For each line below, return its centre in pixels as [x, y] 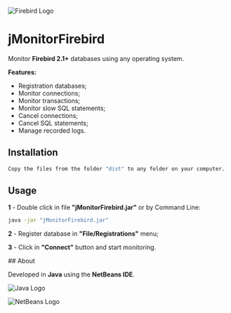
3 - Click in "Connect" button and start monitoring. [82, 247]
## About [22, 261]
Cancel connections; [48, 115]
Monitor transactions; [49, 100]
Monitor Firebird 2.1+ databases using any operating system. [96, 58]
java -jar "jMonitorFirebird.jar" [59, 220]
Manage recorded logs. [52, 131]
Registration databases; [52, 86]
